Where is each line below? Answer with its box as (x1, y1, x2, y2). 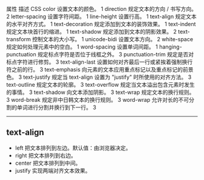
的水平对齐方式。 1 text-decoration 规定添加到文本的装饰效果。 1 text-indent (6, 21, 196, 27)
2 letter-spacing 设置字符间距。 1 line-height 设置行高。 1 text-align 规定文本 (6, 13, 197, 20)
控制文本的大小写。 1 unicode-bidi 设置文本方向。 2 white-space (32, 36, 193, 42)
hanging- (158, 43, 182, 50)
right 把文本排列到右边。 (15, 152, 76, 159)
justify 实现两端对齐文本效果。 (15, 167, 91, 174)
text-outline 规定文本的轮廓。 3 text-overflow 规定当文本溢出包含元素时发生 (6, 81, 195, 88)
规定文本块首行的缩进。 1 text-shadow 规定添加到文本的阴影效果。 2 (6, 28, 177, 35)
